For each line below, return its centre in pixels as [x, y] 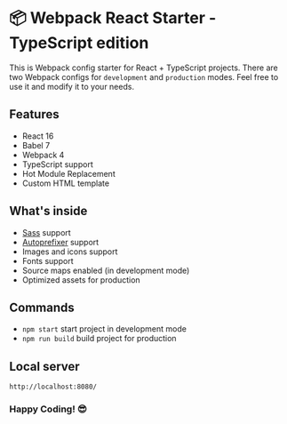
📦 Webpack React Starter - [113, 18]
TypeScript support [57, 164]
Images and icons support [70, 252]
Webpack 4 [43, 155]
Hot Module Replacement [68, 173]
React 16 [38, 136]
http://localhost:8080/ [53, 387]
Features [34, 114]
